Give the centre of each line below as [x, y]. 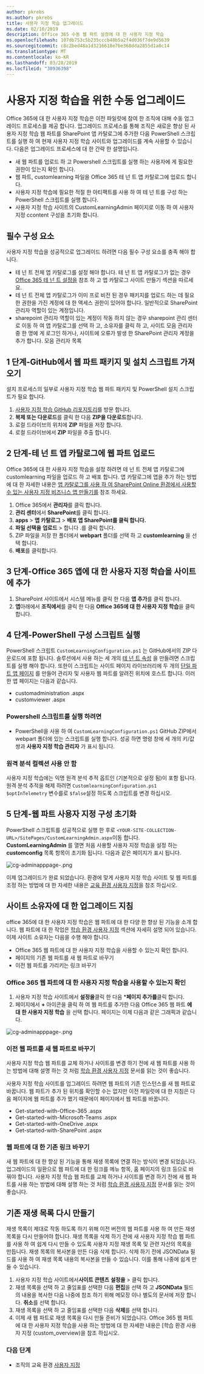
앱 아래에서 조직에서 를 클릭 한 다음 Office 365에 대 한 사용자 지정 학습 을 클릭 [105, 606]
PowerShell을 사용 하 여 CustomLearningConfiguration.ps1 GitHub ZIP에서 [106, 731]
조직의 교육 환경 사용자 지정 [48, 1365]
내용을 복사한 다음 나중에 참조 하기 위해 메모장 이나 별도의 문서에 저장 [103, 1295]
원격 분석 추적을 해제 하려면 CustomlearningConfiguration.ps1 [82, 785]
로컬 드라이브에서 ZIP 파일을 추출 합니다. [63, 432]
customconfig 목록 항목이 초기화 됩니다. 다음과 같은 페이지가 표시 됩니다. [94, 853]
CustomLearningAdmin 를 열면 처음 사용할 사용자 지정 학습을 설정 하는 [92, 845]
